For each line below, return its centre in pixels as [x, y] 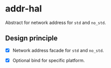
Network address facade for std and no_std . [58, 50]
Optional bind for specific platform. [49, 60]
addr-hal [24, 9]
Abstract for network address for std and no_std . [56, 22]
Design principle [31, 38]
